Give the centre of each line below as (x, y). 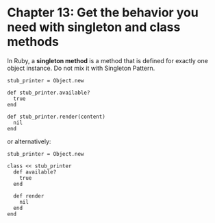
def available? (35, 172)
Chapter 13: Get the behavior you (103, 13)
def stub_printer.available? (49, 93)
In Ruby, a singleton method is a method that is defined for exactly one (108, 60)
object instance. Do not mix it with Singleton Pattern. (81, 68)
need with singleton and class (94, 27)
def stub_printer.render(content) (56, 117)
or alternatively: (29, 141)
